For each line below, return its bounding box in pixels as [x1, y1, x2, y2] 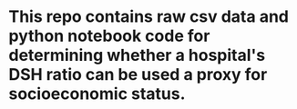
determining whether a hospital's [8, 45, 266, 65]
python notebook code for [8, 25, 210, 46]
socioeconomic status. [8, 84, 186, 104]
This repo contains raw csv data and [8, 6, 289, 27]
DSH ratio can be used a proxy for [8, 64, 268, 85]
